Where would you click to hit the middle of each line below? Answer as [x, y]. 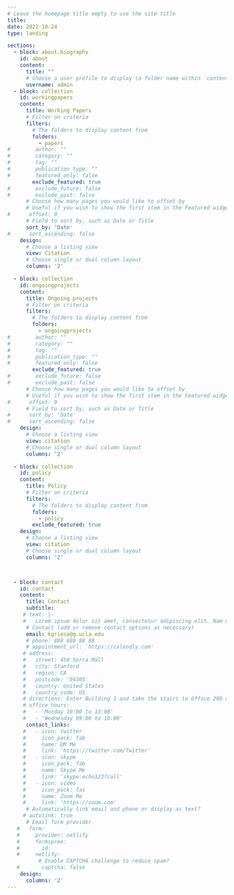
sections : [22, 46]
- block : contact [39, 582]
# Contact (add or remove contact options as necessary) [110, 627]
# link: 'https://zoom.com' [70, 803]
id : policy [36, 473]
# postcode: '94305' [56, 679]
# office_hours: [46, 705]
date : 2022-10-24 [32, 27]
